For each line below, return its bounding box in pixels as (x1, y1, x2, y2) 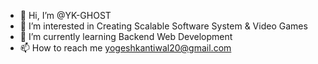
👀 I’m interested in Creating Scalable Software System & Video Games (19, 20, 308, 32)
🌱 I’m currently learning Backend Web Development (19, 31, 233, 42)
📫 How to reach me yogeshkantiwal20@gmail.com (19, 42, 232, 54)
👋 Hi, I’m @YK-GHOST (19, 10, 112, 21)
